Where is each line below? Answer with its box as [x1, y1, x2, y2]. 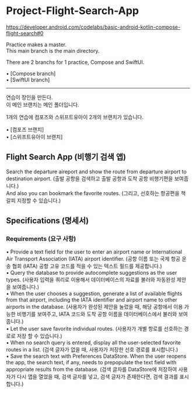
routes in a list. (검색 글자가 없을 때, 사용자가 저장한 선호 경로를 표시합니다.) [6, 346, 178, 353]
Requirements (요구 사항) [6, 235, 76, 243]
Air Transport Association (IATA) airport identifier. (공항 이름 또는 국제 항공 [6, 255, 181, 262]
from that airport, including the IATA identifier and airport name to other [6, 296, 178, 303]
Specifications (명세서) [6, 216, 89, 226]
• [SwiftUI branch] [6, 76, 50, 83]
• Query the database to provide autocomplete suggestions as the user [6, 269, 177, 276]
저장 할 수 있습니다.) [16, 333, 62, 340]
